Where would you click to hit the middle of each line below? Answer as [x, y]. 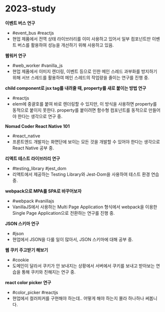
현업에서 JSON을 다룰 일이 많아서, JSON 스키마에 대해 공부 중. [73, 239]
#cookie [21, 260]
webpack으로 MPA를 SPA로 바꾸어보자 [43, 191]
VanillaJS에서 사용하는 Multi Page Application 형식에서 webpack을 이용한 [85, 207]
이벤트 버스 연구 [20, 23]
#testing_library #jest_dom [39, 168]
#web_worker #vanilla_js [38, 65]
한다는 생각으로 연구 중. [40, 116]
